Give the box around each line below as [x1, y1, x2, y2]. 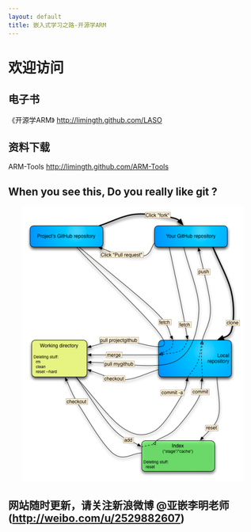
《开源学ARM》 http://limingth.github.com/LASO [8, 115, 162, 124]
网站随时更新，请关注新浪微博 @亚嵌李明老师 [8, 499, 230, 512]
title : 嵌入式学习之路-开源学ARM [8, 21, 107, 29]
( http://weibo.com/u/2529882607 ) [8, 511, 184, 525]
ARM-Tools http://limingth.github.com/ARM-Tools [8, 162, 169, 172]
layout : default [8, 13, 62, 21]
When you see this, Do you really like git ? [8, 184, 218, 198]
